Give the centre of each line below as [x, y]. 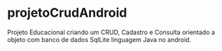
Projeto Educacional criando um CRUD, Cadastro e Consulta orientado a [111, 32]
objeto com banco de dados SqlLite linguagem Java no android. [99, 39]
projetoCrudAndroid [67, 13]
